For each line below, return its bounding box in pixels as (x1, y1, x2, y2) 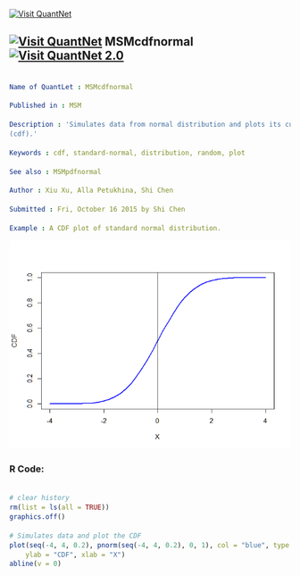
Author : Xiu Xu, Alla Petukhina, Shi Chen (9, 186, 174, 196)
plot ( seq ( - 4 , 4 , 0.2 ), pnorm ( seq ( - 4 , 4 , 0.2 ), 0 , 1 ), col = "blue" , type (9, 540, 290, 549)
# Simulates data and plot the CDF (9, 531, 142, 540)
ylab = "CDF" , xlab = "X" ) (25, 550, 126, 559)
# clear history (9, 494, 70, 503)
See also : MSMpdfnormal (9, 167, 102, 176)
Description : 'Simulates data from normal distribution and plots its (9, 121, 281, 129)
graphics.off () (9, 513, 66, 522)
